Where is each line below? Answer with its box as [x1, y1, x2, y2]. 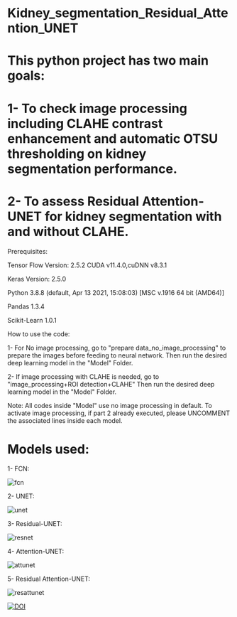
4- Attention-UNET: [7, 547, 65, 556]
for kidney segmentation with [45, 208, 222, 225]
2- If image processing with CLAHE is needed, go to [7, 372, 160, 381]
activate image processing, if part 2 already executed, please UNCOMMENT [7, 409, 231, 417]
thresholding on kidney [7, 146, 147, 161]
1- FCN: [7, 464, 30, 473]
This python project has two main [7, 53, 209, 69]
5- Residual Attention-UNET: [7, 574, 91, 584]
